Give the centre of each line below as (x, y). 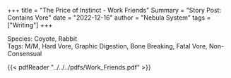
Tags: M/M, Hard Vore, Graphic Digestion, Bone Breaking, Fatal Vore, (107, 46)
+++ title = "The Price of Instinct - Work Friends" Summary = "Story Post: (114, 10)
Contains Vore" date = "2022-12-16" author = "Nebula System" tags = (109, 18)
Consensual (25, 53)
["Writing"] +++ (30, 25)
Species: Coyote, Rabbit (42, 39)
